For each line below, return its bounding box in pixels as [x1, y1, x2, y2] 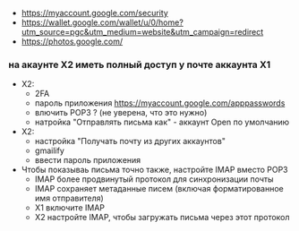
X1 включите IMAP [34, 202, 105, 213]
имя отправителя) [34, 192, 104, 204]
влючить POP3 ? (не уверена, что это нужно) [34, 107, 208, 118]
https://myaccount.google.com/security [21, 8, 169, 18]
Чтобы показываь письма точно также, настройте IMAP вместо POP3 [21, 165, 288, 175]
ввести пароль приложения [34, 155, 141, 166]
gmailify [34, 145, 64, 156]
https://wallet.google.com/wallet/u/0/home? [21, 17, 184, 28]
